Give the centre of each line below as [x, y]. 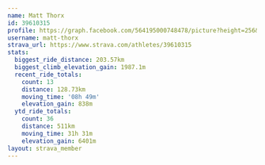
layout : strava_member [45, 148]
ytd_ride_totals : [43, 112]
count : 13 [38, 82]
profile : [22, 30]
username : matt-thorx [43, 38]
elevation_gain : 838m [57, 104]
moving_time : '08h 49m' [61, 97]
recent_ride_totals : [48, 75]
